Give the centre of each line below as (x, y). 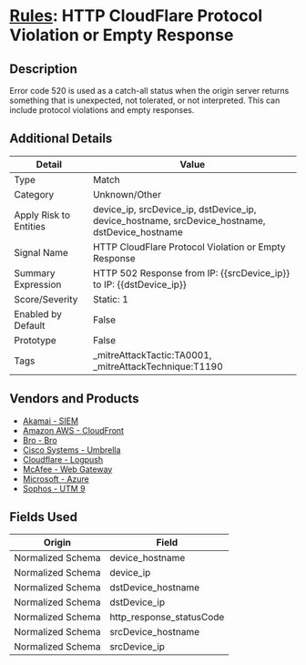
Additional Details (61, 139)
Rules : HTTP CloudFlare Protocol (136, 16)
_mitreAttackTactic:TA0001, (152, 354)
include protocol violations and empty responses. (102, 110)
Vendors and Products (74, 399)
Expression (38, 284)
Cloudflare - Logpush (63, 459)
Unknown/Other (127, 194)
